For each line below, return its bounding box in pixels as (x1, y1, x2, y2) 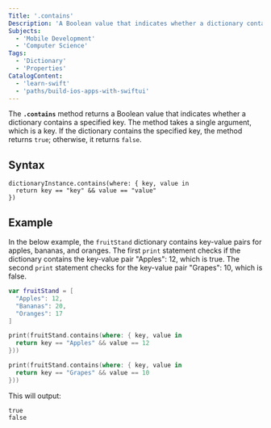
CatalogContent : (8, 72, 63, 80)
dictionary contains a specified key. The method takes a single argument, (8, 118, 252, 128)
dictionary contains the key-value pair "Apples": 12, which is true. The (8, 254, 240, 263)
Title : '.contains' (8, 11, 74, 20)
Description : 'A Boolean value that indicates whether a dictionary (8, 19, 244, 27)
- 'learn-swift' (15, 79, 70, 87)
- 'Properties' (15, 65, 67, 73)
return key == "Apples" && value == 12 (15, 339, 150, 347)
